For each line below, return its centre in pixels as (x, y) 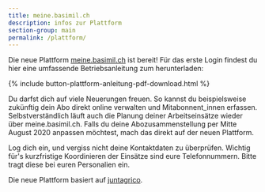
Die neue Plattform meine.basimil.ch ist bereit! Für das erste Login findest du (133, 60)
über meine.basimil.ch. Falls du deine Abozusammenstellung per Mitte (123, 124)
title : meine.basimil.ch (49, 15)
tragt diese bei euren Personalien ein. (69, 165)
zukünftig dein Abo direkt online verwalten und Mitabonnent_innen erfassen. (133, 107)
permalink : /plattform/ (47, 38)
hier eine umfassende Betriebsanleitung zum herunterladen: (106, 69)
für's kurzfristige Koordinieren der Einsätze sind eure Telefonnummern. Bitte (132, 156)
